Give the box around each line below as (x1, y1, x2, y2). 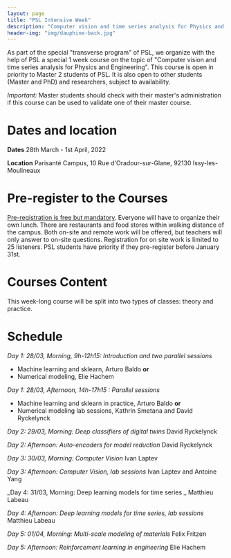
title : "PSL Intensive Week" (7, 17, 91, 24)
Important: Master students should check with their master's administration (7, 91, 222, 100)
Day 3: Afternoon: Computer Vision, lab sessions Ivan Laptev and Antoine (7, 467, 217, 476)
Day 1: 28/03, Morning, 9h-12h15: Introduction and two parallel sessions (7, 352, 212, 360)
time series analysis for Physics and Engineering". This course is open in (7, 63, 214, 71)
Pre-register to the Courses (7, 191, 168, 206)
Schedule (7, 329, 64, 344)
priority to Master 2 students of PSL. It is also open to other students (7, 71, 203, 79)
